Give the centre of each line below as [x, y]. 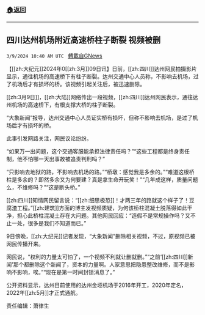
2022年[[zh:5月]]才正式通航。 [44, 293]
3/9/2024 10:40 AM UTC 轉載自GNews [54, 56]
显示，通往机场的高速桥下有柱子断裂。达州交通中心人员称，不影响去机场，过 [103, 76]
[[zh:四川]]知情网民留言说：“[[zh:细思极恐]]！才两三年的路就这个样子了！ [98, 201]
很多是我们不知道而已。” [57, 223]
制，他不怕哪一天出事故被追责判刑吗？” [56, 159]
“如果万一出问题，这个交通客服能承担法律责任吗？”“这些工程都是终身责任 [98, 152]
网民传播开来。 [25, 244]
